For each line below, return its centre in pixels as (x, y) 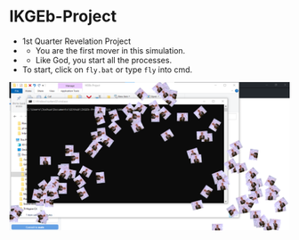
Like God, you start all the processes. (103, 60)
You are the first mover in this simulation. (110, 50)
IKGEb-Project (63, 17)
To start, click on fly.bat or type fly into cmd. (107, 70)
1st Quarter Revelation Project (77, 41)
